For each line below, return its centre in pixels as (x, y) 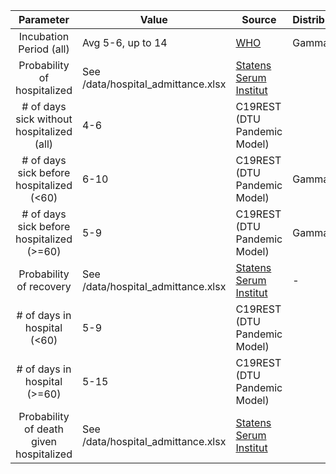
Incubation (44, 36)
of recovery (44, 286)
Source (259, 19)
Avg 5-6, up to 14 (124, 42)
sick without (44, 119)
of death (44, 429)
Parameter (44, 19)
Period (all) (44, 49)
